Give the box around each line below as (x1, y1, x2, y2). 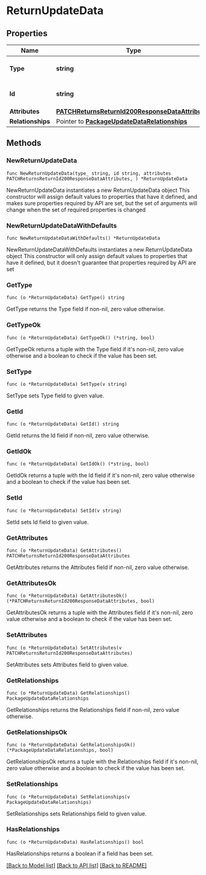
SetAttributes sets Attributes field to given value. (6, 660, 129, 668)
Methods (6, 138, 42, 148)
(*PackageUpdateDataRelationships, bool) (6, 747, 114, 754)
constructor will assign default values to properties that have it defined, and (6, 193, 197, 200)
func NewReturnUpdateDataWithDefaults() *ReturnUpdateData (6, 235, 161, 241)
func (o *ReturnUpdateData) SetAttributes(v (6, 644, 122, 651)
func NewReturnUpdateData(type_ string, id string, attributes (6, 170, 172, 177)
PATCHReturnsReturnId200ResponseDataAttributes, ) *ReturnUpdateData (6, 175, 188, 181)
